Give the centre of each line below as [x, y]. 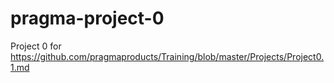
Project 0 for [36, 46]
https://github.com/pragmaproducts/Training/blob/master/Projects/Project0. [167, 56]
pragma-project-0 [87, 18]
